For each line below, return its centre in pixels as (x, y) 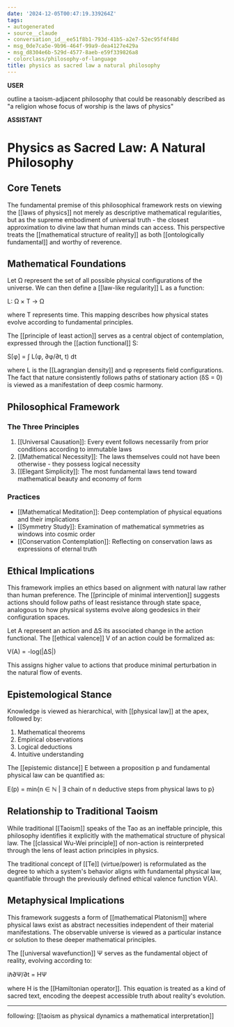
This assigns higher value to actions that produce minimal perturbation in (112, 665)
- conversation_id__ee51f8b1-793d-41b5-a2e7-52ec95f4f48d (93, 40)
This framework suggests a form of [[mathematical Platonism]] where (107, 917)
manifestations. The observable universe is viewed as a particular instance (114, 932)
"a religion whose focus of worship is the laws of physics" (91, 106)
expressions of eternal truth (57, 549)
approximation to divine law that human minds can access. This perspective (116, 227)
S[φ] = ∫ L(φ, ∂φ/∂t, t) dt (42, 356)
